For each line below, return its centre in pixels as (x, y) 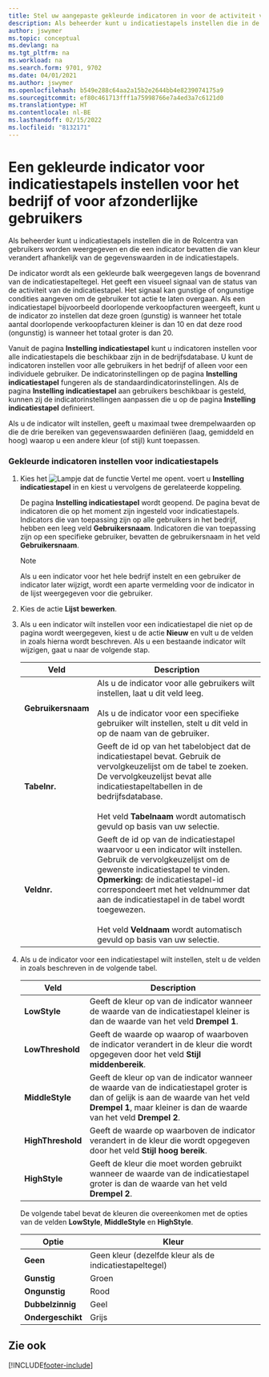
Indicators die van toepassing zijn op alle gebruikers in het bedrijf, (128, 519)
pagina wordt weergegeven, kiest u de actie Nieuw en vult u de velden (137, 632)
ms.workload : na (35, 61)
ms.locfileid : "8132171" (50, 127)
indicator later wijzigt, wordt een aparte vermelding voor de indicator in (137, 584)
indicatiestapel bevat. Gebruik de (159, 756)
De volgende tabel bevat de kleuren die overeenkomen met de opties (134, 1213)
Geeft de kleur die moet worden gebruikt (166, 1163)
